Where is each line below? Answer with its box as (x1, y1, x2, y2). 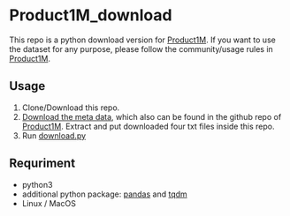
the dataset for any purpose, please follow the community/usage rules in (9, 43, 274, 54)
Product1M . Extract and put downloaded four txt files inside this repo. (21, 121, 275, 131)
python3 (21, 179, 53, 190)
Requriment (9, 156, 76, 171)
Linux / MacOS (21, 197, 77, 208)
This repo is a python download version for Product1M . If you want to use (9, 34, 276, 45)
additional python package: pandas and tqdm (21, 189, 187, 199)
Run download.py (21, 130, 87, 141)
